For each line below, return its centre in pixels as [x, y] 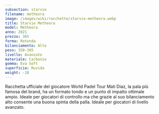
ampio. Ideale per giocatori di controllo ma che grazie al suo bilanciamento [80, 97]
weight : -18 [17, 73]
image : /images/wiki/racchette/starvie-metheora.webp [61, 18]
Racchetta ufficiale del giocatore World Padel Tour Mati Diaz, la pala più [77, 86]
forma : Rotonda [20, 41]
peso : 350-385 [19, 50]
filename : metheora [25, 14]
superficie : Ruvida [25, 68]
